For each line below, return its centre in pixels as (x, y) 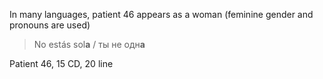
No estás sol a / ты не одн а (89, 44)
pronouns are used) (50, 25)
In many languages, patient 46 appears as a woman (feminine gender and (161, 14)
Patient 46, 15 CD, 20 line (61, 63)
